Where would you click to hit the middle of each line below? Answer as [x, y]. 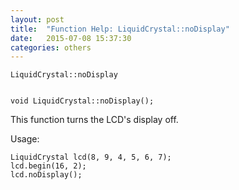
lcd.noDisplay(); [46, 175]
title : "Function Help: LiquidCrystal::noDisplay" [120, 29]
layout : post [37, 19]
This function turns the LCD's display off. [94, 120]
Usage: [25, 139]
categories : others [51, 47]
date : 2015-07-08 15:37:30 [71, 38]
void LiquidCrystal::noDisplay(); [82, 101]
